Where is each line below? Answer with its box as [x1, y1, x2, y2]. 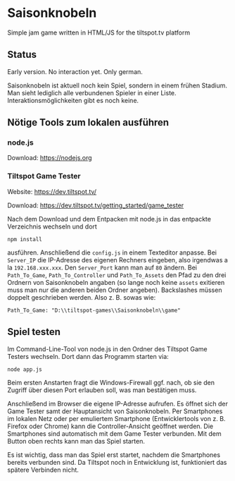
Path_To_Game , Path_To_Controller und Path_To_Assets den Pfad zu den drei [7, 270, 227, 279]
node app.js [7, 365, 42, 373]
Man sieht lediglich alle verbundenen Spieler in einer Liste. [7, 88, 177, 97]
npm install [7, 236, 42, 243]
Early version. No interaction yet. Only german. [7, 67, 143, 75]
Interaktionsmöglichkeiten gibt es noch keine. [7, 96, 139, 104]
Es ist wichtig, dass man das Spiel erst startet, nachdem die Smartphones [7, 450, 220, 459]
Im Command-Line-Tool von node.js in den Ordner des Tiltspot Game [7, 344, 208, 353]
